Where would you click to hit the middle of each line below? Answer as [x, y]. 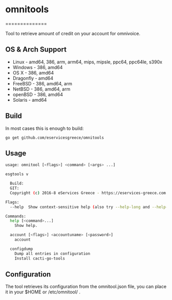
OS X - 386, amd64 [33, 73]
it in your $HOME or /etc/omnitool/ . [43, 292]
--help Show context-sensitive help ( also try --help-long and [80, 207]
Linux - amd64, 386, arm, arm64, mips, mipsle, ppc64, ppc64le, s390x [88, 62]
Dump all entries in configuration [52, 253]
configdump [21, 249]
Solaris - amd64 [30, 100]
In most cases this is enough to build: [45, 128]
